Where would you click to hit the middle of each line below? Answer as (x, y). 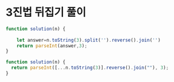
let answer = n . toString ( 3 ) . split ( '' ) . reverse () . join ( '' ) (89, 40)
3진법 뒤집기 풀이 (46, 12)
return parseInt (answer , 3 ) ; (52, 46)
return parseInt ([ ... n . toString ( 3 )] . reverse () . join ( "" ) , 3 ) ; (90, 68)
